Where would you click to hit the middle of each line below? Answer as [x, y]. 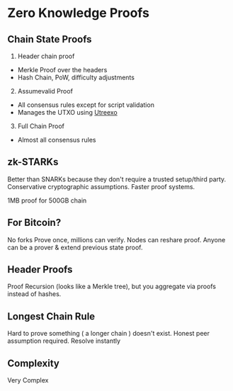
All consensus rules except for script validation [86, 105]
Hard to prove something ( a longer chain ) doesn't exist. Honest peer [109, 334]
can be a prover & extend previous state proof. [75, 247]
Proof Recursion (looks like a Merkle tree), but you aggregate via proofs [112, 287]
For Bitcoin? [34, 223]
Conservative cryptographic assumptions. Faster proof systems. [101, 186]
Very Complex [28, 380]
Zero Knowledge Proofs [79, 13]
